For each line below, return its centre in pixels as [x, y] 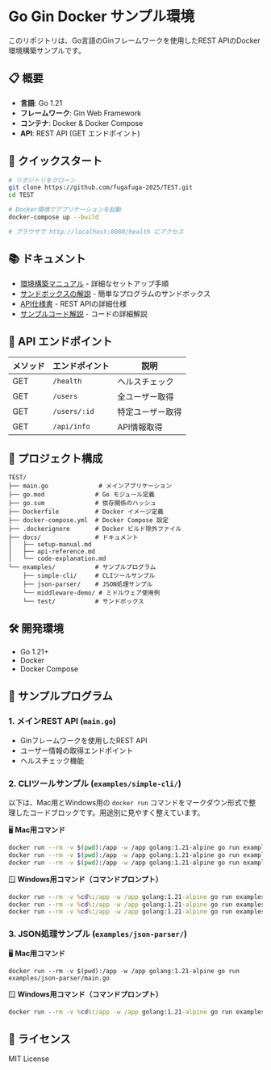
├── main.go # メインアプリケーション [90, 486]
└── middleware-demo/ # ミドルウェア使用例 [92, 593]
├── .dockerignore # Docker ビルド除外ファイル [95, 529]
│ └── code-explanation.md [57, 559]
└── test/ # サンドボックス [84, 602]
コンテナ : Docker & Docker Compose [81, 123]
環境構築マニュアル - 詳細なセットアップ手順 [94, 283]
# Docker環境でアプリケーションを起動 [65, 210]
